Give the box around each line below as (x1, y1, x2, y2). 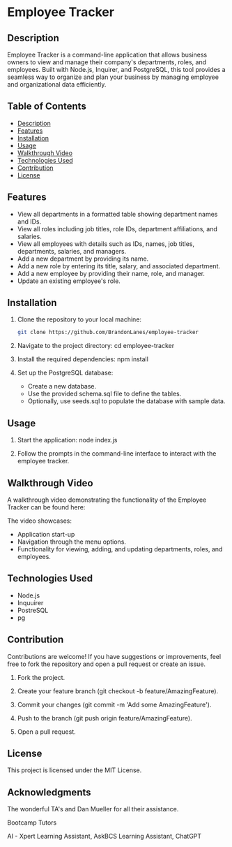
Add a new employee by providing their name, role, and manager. (17, 269, 206, 277)
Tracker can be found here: (7, 502, 86, 511)
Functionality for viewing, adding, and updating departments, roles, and (17, 544, 223, 553)
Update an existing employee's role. (17, 277, 121, 285)
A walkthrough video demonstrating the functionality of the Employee (7, 495, 207, 504)
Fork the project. (17, 673, 65, 681)
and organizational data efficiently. (7, 80, 107, 88)
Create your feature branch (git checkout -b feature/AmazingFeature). (17, 686, 219, 695)
